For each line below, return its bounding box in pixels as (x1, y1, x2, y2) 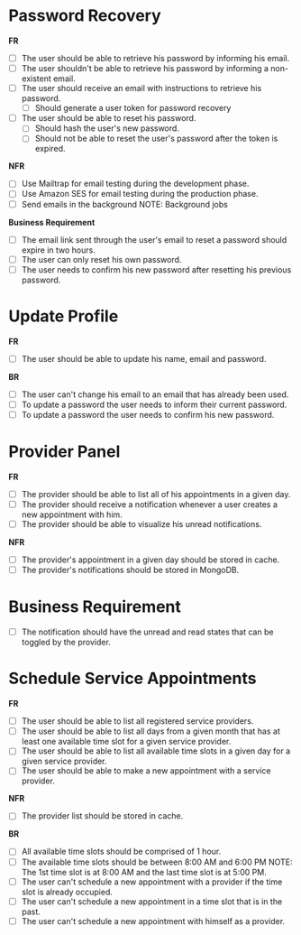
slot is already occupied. (21, 886, 114, 897)
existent (21, 73, 51, 84)
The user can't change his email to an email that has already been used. (21, 389, 289, 400)
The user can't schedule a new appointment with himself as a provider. (21, 915, 286, 926)
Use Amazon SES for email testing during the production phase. (21, 189, 259, 199)
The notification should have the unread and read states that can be (21, 626, 274, 637)
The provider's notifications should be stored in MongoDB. (21, 565, 240, 576)
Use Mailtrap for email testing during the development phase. (21, 178, 250, 190)
